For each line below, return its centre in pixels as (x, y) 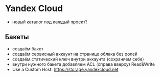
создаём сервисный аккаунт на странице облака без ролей (75, 54)
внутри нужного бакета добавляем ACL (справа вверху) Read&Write (83, 64)
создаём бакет (28, 48)
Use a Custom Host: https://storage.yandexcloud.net (65, 69)
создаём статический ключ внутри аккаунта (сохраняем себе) (78, 59)
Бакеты (17, 37)
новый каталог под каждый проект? (50, 22)
